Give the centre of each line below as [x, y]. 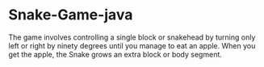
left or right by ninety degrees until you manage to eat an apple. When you [132, 45]
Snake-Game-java [71, 15]
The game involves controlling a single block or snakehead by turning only [132, 37]
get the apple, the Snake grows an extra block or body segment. [115, 54]
